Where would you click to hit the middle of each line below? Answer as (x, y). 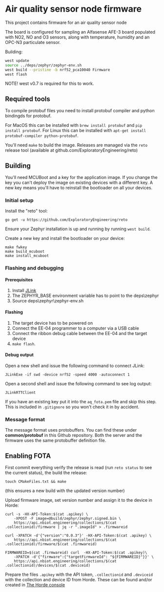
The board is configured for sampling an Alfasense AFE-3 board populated (80, 32)
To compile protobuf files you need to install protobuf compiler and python (80, 111)
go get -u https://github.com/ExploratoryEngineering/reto (66, 220)
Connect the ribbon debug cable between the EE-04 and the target (80, 333)
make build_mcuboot (25, 252)
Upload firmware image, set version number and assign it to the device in (79, 500)
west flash (16, 74)
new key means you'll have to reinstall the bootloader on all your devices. (79, 188)
